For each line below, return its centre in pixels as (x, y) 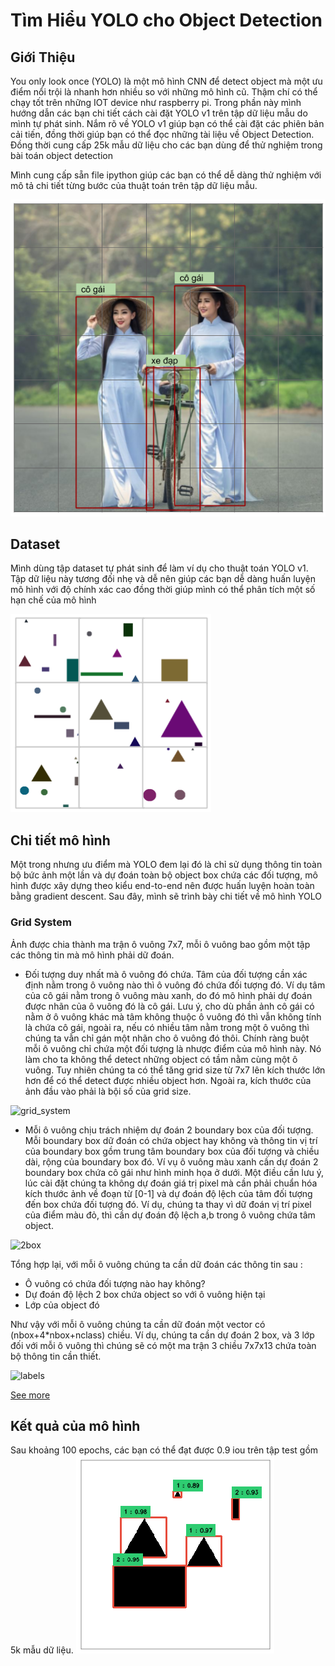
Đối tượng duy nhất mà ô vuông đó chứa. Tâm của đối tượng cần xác (166, 974)
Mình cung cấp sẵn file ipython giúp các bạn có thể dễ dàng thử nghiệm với (166, 175)
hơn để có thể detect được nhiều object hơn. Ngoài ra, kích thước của (168, 1080)
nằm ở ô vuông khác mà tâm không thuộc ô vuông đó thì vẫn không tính (173, 1016)
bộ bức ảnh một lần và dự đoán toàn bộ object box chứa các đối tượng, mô (164, 875)
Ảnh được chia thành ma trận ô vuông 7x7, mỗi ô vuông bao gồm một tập (160, 944)
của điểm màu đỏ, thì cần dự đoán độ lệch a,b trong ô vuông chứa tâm (170, 1215)
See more (30, 1395)
